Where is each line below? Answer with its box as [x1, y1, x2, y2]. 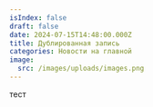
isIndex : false [9, 13, 67, 23]
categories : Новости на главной [9, 47, 132, 56]
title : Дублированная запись [9, 38, 120, 48]
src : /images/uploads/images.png [17, 64, 145, 73]
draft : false [9, 22, 59, 31]
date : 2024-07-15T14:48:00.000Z [9, 30, 132, 39]
